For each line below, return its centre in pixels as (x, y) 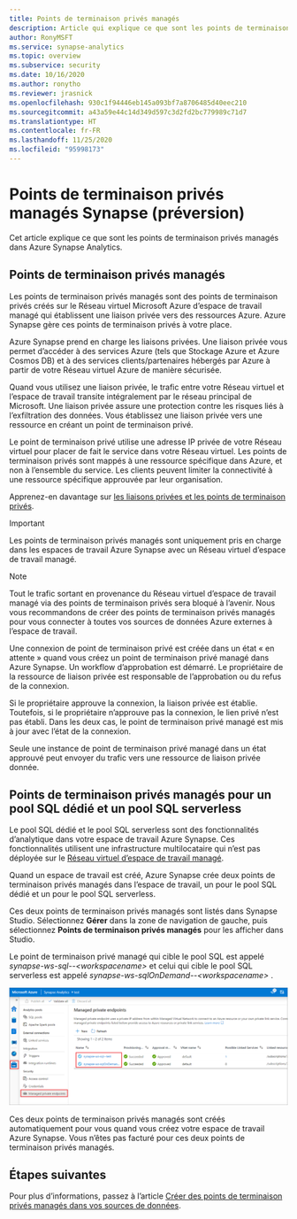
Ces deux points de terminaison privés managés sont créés (117, 1119)
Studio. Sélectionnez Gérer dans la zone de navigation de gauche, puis (138, 921)
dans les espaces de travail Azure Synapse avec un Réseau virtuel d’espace (148, 550)
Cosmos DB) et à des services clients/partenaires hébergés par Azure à (140, 360)
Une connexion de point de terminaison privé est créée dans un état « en (142, 648)
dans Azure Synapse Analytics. (66, 247)
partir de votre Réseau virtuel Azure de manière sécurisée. (116, 370)
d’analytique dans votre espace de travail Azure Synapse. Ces (122, 839)
